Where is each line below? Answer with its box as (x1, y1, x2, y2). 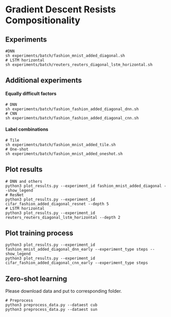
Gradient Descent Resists (5, 4, 116, 15)
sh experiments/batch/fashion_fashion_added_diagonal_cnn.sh (5, 115, 139, 120)
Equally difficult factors (5, 90, 56, 96)
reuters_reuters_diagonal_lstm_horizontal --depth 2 (5, 215, 121, 220)
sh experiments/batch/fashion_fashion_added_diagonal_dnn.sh (5, 107, 139, 112)
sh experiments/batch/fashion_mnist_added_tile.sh (5, 142, 116, 147)
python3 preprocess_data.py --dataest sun (5, 307, 98, 312)
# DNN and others (5, 179, 43, 184)
